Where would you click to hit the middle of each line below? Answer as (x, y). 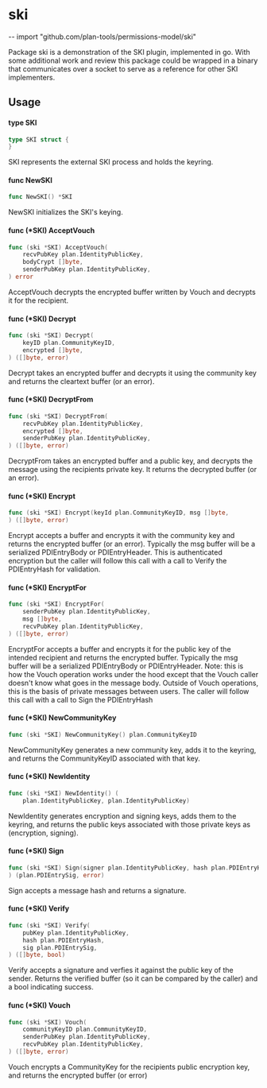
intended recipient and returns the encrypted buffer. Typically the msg (123, 657)
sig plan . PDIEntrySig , (60, 947)
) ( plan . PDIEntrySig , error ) (56, 875)
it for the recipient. (39, 300)
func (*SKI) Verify (39, 908)
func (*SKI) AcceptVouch (52, 230)
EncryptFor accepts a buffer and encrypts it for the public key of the (120, 649)
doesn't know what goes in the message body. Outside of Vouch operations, (133, 683)
